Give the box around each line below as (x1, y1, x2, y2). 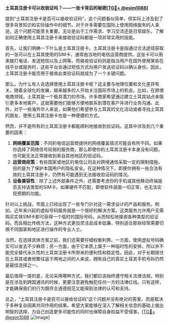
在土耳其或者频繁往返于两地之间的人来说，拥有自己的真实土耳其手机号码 (5, 256, 155, 262)
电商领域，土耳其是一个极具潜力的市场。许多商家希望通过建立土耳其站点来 (5, 94, 159, 100)
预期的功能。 (17, 191, 44, 196)
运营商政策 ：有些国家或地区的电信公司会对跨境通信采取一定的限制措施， (12, 159, 162, 165)
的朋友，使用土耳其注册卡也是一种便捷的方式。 (5, 113, 102, 118)
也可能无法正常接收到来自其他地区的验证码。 (12, 153, 106, 158)
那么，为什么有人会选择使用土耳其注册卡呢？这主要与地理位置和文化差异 (5, 81, 155, 87)
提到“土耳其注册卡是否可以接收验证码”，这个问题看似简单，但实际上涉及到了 (5, 16, 163, 22)
